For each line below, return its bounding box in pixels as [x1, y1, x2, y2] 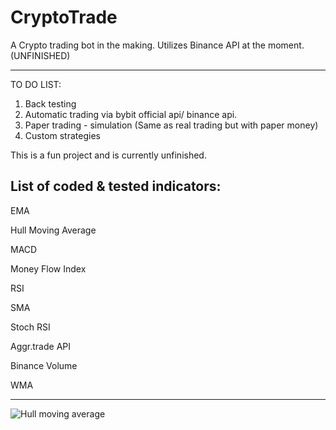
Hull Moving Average [10, 224, 97, 236]
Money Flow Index [10, 262, 87, 275]
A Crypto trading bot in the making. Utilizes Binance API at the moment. [10, 39, 305, 51]
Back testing [24, 97, 77, 110]
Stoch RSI [10, 321, 51, 333]
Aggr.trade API [10, 340, 72, 352]
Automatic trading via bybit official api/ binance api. [24, 108, 238, 120]
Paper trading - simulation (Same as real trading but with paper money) [24, 119, 319, 131]
